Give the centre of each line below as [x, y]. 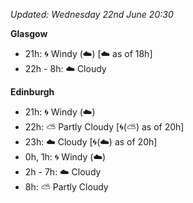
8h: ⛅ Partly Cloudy [66, 187]
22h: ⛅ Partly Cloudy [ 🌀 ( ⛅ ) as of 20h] [104, 127]
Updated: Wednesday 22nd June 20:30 [92, 14]
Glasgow [29, 33]
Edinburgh [32, 92]
